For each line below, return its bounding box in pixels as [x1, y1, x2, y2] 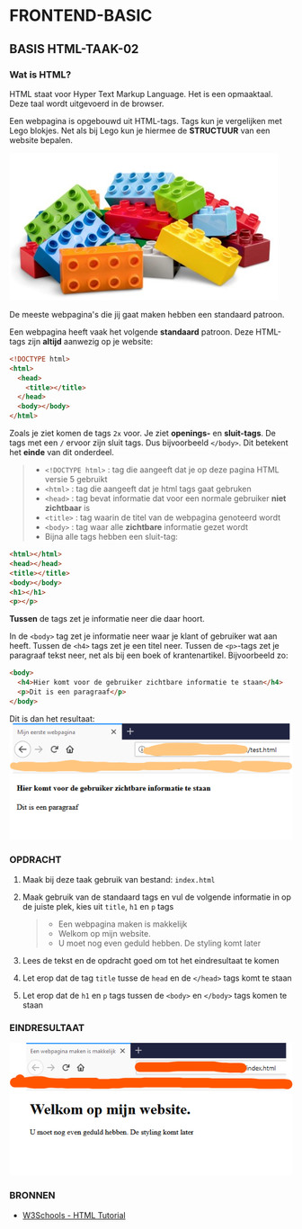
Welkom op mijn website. [58, 928, 151, 938]
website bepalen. [9, 134, 74, 145]
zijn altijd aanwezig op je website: [27, 336, 154, 346]
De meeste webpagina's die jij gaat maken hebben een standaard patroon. [9, 309, 285, 319]
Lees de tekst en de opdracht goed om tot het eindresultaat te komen [22, 955, 280, 965]
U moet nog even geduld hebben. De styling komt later [58, 937, 262, 948]
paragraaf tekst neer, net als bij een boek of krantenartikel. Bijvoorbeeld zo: [9, 650, 289, 661]
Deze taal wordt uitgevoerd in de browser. [9, 98, 164, 109]
